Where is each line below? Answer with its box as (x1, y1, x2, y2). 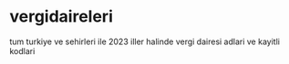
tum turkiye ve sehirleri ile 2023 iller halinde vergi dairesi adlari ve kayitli (9, 36, 281, 47)
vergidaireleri (9, 6, 114, 27)
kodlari (9, 45, 36, 56)
